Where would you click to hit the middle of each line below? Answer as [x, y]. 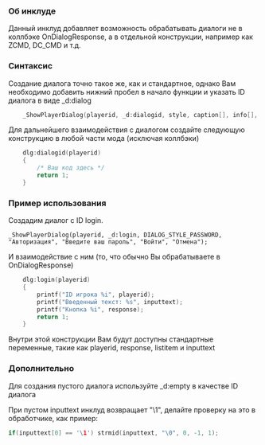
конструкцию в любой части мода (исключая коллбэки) [104, 139]
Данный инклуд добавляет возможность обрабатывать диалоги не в [125, 29]
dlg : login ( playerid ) [57, 280]
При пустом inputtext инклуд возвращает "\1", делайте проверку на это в [132, 410]
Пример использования [57, 203]
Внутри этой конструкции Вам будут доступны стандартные [111, 339]
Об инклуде [32, 11]
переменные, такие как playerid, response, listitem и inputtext [112, 348]
